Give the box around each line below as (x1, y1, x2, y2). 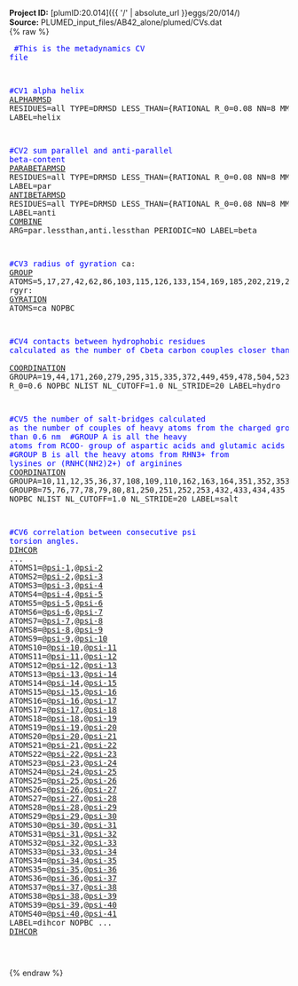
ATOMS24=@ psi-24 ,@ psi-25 (9, 767, 117, 777)
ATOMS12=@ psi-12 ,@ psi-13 (9, 660, 117, 670)
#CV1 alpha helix (9, 86, 84, 96)
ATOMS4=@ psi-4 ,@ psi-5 (9, 589, 104, 599)
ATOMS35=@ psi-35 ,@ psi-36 (9, 864, 117, 874)
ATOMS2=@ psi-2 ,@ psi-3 (9, 572, 104, 581)
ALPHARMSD (9, 95, 51, 105)
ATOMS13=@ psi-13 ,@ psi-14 (9, 669, 117, 679)
